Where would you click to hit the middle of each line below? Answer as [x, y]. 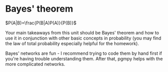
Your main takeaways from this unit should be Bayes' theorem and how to [82, 32]
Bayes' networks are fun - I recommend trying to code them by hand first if [84, 53]
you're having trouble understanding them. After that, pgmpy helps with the [84, 58]
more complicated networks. [35, 64]
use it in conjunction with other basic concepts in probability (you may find [83, 38]
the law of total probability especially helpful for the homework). [72, 43]
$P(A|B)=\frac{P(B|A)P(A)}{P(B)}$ [41, 23]
